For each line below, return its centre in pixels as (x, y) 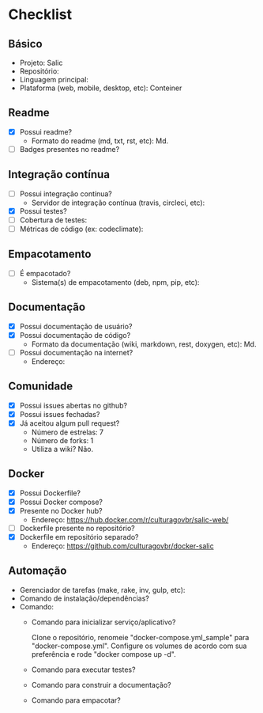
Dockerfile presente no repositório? (77, 528)
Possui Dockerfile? (50, 493)
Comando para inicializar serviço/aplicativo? (103, 622)
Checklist (40, 15)
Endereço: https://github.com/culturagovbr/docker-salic (123, 546)
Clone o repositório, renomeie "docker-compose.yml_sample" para (140, 637)
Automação (38, 571)
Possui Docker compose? (61, 502)
